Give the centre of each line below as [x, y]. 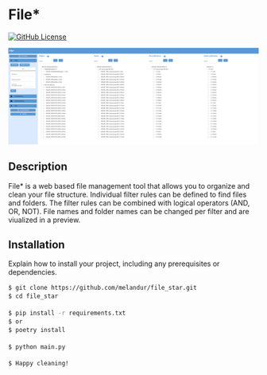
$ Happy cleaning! [39, 364]
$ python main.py [37, 347]
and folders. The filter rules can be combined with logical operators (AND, [129, 203]
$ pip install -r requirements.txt [67, 313]
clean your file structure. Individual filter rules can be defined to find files [128, 194]
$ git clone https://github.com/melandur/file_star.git [103, 288]
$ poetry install [37, 330]
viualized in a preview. [44, 220]
